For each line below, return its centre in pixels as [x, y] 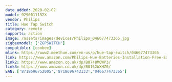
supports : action [24, 34]
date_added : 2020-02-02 [31, 10]
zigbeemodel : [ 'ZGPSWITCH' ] [35, 43]
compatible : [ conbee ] [28, 48]
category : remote [24, 29]
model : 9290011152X [26, 15]
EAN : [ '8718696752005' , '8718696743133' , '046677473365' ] [66, 72]
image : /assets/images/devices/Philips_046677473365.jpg [67, 39]
